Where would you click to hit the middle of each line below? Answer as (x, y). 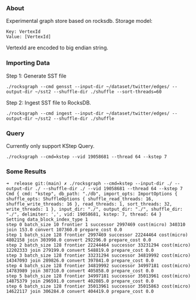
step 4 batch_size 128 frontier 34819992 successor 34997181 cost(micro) (99, 266)
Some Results (26, 171)
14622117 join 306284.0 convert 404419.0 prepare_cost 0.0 (80, 292)
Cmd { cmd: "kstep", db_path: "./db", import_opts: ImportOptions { (92, 194)
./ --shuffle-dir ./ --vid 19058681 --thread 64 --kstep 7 (109, 189)
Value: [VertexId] (29, 37)
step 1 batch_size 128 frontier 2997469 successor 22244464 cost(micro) (97, 235)
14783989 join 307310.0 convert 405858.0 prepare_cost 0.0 (80, 271)
